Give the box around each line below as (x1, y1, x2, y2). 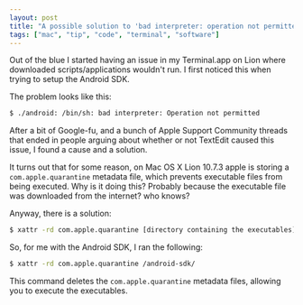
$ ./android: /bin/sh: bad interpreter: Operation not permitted (9, 109, 260, 118)
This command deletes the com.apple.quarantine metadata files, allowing (9, 276, 281, 286)
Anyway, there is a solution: (9, 208, 112, 219)
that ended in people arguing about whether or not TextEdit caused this (9, 134, 275, 145)
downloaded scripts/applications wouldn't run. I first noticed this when (9, 64, 271, 75)
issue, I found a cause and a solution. (9, 144, 148, 155)
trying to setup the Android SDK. (9, 74, 131, 85)
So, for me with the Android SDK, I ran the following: (9, 242, 203, 253)
